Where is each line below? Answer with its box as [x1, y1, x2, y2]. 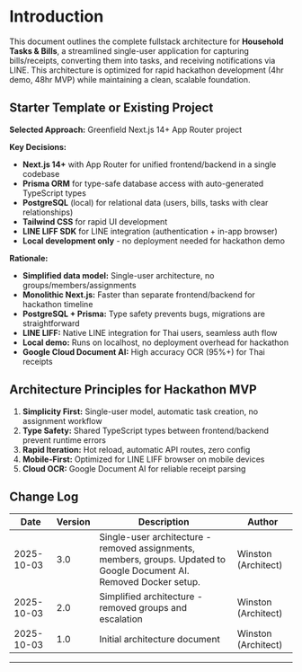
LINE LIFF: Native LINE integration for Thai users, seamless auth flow [22, 327, 278, 338]
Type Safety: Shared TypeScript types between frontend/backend [22, 425, 270, 436]
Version [56, 516, 91, 528]
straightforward [22, 317, 80, 329]
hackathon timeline [22, 298, 93, 309]
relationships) [22, 207, 74, 217]
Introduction [9, 6, 104, 27]
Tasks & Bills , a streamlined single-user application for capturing [9, 45, 250, 56]
